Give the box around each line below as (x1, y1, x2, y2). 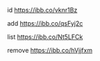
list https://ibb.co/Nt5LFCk (7, 33, 83, 41)
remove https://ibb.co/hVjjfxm (7, 46, 92, 54)
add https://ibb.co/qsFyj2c (7, 19, 83, 27)
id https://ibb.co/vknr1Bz (7, 6, 78, 14)
